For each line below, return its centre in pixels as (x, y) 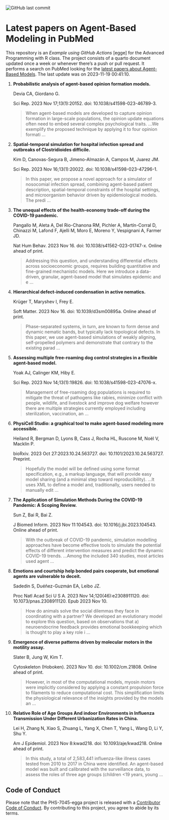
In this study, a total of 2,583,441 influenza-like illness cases (88, 758)
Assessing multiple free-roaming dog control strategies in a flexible (85, 357)
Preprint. (22, 459)
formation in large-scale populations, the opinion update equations (95, 118)
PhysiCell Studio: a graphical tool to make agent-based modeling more (88, 423)
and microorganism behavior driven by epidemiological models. (91, 195)
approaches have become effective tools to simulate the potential (93, 545)
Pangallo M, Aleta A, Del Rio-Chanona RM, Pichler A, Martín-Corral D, (85, 225)
